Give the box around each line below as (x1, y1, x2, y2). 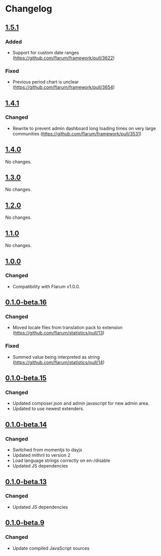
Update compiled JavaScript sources (12, 545, 90, 551)
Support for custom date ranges (12, 49, 79, 55)
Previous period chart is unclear (12, 79, 79, 85)
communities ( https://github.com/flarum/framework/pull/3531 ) (12, 130, 142, 136)
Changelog (5, 3, 52, 15)
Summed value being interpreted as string (12, 354, 100, 360)
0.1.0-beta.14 (5, 420, 47, 429)
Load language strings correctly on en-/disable (12, 457, 111, 463)
